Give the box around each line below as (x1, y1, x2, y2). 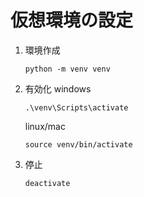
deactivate (24, 178, 71, 188)
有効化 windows (24, 82, 92, 95)
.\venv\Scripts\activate (24, 102, 129, 113)
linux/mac (24, 120, 66, 132)
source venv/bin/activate (24, 139, 133, 150)
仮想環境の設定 (10, 9, 134, 32)
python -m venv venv (24, 64, 111, 74)
